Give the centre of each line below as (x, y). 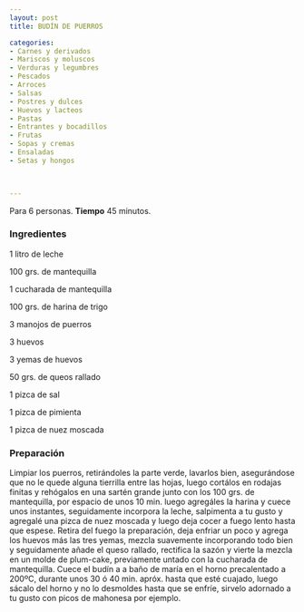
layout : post (34, 18)
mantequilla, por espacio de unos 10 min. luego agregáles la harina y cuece (150, 502)
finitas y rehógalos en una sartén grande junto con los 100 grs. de (132, 492)
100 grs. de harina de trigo (59, 306)
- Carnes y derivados (50, 51)
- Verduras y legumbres (54, 68)
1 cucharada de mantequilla (61, 289)
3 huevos (27, 342)
